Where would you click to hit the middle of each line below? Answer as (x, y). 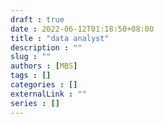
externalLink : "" (48, 94)
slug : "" (31, 57)
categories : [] (44, 85)
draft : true (37, 19)
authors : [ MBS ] (44, 66)
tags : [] (31, 76)
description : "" (46, 47)
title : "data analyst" (60, 38)
